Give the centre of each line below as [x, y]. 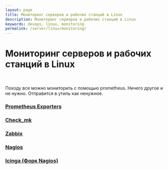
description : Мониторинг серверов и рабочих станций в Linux [71, 19]
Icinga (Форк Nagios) [32, 160]
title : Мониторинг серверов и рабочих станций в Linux [64, 15]
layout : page [19, 10]
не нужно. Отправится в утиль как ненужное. [54, 93]
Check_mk [18, 120]
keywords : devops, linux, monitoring [45, 24]
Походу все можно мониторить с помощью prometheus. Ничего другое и [84, 88]
